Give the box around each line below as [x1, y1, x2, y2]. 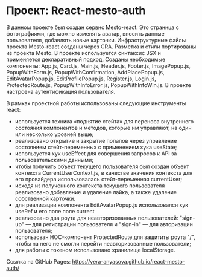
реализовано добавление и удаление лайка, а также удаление [14, 188, 177, 195]
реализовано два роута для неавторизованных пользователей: [14, 214, 179, 221]
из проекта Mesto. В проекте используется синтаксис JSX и [6, 49, 162, 56]
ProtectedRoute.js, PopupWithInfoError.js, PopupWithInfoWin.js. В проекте [6, 81, 191, 88]
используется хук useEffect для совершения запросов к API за [14, 149, 177, 157]
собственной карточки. [14, 195, 75, 202]
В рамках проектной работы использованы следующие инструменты [6, 99, 186, 106]
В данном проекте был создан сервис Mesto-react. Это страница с [6, 24, 179, 31]
